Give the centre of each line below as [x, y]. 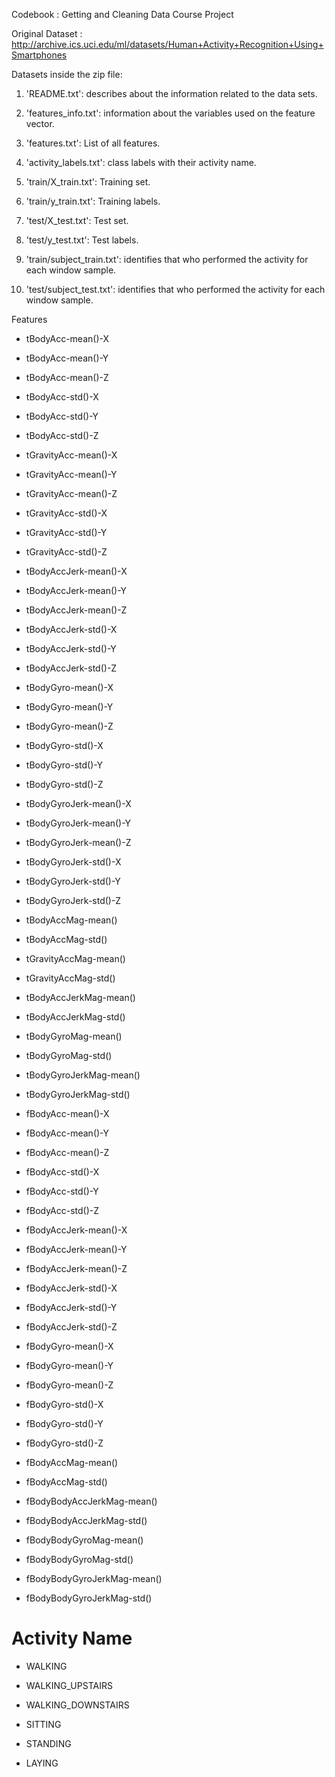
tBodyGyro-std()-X [64, 745]
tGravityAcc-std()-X [66, 513]
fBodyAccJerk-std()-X [71, 1288]
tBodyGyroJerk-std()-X [73, 862]
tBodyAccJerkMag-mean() [80, 997]
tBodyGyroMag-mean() [74, 1036]
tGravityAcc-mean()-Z [71, 493]
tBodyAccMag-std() [66, 939]
